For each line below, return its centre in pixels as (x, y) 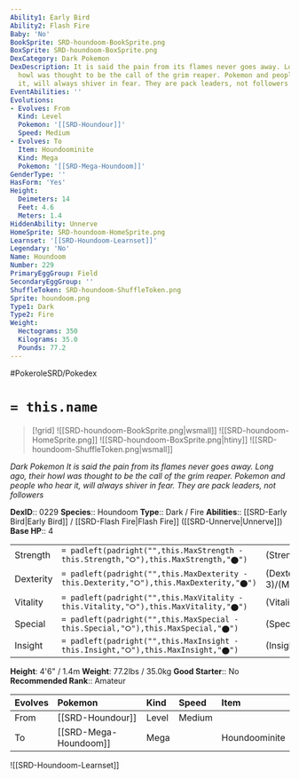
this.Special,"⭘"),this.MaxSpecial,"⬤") (150, 628)
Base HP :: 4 (32, 530)
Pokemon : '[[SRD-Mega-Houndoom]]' (82, 166)
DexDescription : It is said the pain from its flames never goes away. (145, 68)
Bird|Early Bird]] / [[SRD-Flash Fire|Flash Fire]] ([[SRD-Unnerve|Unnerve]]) (146, 521)
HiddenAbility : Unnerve (54, 224)
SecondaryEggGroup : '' (52, 282)
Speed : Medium (44, 133)
